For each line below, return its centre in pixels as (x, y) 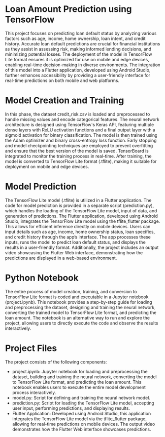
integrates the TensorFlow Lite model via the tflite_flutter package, (79, 419)
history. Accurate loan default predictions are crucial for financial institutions (82, 43)
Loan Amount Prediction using (68, 9)
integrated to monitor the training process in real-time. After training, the (78, 156)
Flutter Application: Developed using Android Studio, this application (82, 413)
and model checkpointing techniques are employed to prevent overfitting (79, 145)
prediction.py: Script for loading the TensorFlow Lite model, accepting (83, 403)
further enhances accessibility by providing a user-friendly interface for (78, 75)
